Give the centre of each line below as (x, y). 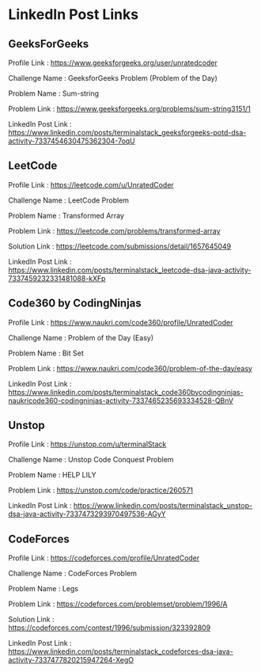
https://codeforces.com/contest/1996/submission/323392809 (110, 628)
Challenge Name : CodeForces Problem (72, 573)
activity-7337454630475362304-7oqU (72, 141)
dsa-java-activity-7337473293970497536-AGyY (87, 514)
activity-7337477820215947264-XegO (71, 660)
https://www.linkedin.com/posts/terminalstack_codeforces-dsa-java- (121, 651)
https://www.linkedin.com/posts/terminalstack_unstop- (163, 506)
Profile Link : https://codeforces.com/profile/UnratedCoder (104, 558)
